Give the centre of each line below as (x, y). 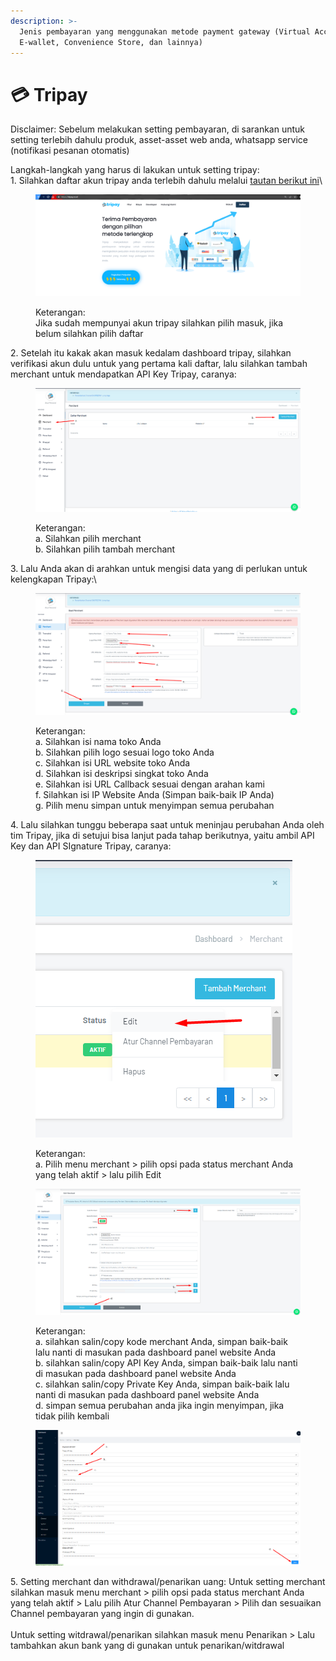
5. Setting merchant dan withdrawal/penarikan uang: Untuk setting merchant (168, 1581)
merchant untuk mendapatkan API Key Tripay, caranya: (123, 374)
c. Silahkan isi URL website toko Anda (113, 762)
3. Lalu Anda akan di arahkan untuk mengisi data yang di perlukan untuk (159, 569)
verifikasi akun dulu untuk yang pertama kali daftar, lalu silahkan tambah (159, 364)
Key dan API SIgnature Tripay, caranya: (91, 846)
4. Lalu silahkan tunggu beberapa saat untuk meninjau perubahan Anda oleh (167, 824)
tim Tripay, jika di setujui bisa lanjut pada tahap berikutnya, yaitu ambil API (162, 835)
